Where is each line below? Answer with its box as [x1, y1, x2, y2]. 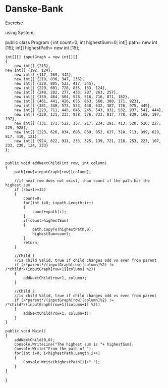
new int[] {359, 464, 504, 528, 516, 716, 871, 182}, [14, 94, 130, 99]
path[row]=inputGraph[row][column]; [14, 169, 92, 174]
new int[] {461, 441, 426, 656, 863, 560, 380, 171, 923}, [14, 99, 141, 104]
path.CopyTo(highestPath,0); [32, 227, 94, 232]
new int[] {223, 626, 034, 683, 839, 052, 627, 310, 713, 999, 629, [14, 129, 161, 134]
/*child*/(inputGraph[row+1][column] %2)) [5, 266, 96, 272]
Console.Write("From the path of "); [14, 346, 94, 351]
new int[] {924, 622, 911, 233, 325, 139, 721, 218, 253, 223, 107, [14, 138, 161, 143]
